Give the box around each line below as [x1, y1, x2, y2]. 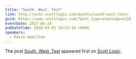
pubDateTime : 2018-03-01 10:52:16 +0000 [5, 26, 90, 30]
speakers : [5, 30, 26, 35]
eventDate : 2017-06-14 [5, 21, 52, 26]
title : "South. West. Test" [5, 7, 63, 12]
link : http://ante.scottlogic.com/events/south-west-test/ [5, 12, 129, 17]
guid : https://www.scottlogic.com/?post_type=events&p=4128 [5, 16, 132, 21]
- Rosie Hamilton [9, 35, 45, 40]
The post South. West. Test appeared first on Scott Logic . [5, 48, 122, 54]
